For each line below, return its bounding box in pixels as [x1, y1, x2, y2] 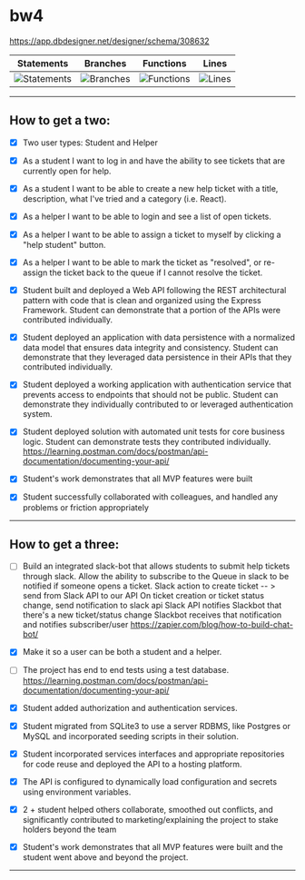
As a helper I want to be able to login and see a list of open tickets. [22, 211, 272, 222]
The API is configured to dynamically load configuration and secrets [22, 776, 278, 786]
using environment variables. [22, 786, 132, 797]
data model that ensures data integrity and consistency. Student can [22, 342, 279, 353]
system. [22, 409, 53, 420]
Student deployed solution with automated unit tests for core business [22, 426, 286, 437]
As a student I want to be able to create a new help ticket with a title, [22, 183, 279, 193]
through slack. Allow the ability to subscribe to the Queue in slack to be [22, 571, 290, 582]
